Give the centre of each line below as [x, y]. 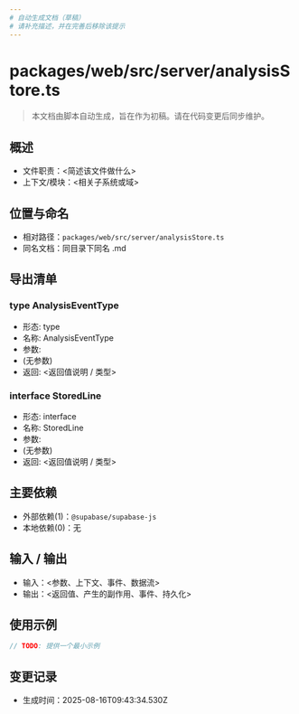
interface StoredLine [56, 396]
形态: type [41, 326]
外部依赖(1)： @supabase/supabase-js [89, 516]
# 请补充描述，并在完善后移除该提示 [67, 26]
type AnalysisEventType [64, 305]
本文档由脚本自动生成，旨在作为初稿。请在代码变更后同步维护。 [150, 116]
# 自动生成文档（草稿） [47, 18]
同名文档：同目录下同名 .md [74, 249]
